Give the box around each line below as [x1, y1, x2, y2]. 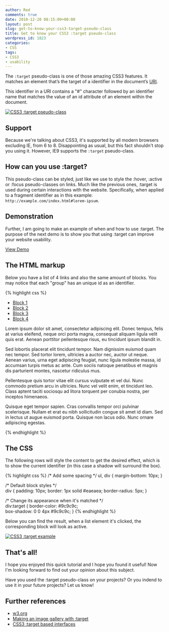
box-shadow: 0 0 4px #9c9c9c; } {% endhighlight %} [5, 508, 116, 514]
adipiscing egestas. [5, 419, 46, 426]
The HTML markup [5, 261, 66, 270]
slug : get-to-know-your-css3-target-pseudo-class [5, 26, 112, 31]
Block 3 [12, 310, 29, 316]
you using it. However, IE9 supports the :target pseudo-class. [5, 148, 135, 154]
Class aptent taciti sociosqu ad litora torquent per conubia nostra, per [5, 388, 150, 394]
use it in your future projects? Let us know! [5, 582, 94, 588]
